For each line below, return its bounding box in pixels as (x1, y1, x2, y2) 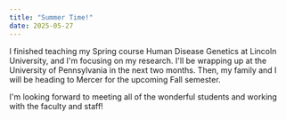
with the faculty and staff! (9, 100, 104, 111)
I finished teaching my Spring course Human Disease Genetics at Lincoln (9, 45, 277, 56)
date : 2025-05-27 (9, 21, 74, 30)
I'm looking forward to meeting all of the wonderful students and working (9, 91, 278, 102)
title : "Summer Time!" (9, 12, 94, 22)
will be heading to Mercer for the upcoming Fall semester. (9, 74, 221, 84)
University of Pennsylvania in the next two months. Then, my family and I (9, 64, 277, 76)
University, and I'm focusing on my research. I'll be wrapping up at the (9, 55, 267, 66)
